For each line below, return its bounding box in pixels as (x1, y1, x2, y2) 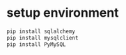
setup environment (6, 5, 119, 21)
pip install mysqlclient (6, 34, 79, 41)
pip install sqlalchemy (6, 28, 76, 35)
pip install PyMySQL (6, 40, 67, 48)
